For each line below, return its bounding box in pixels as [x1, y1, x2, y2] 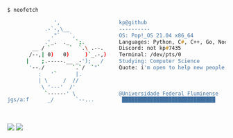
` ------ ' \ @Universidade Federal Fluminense [44, 90, 218, 97]
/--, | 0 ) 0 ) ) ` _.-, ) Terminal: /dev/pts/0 [28, 51, 182, 58]
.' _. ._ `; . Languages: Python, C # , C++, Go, [44, 38, 216, 45]
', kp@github [53, 19, 148, 26]
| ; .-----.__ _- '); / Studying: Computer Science [25, 58, 200, 65]
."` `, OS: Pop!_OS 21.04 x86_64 [51, 32, 194, 39]
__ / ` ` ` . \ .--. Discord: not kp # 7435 [32, 45, 182, 52]
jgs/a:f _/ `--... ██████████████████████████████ [7, 96, 216, 103]
